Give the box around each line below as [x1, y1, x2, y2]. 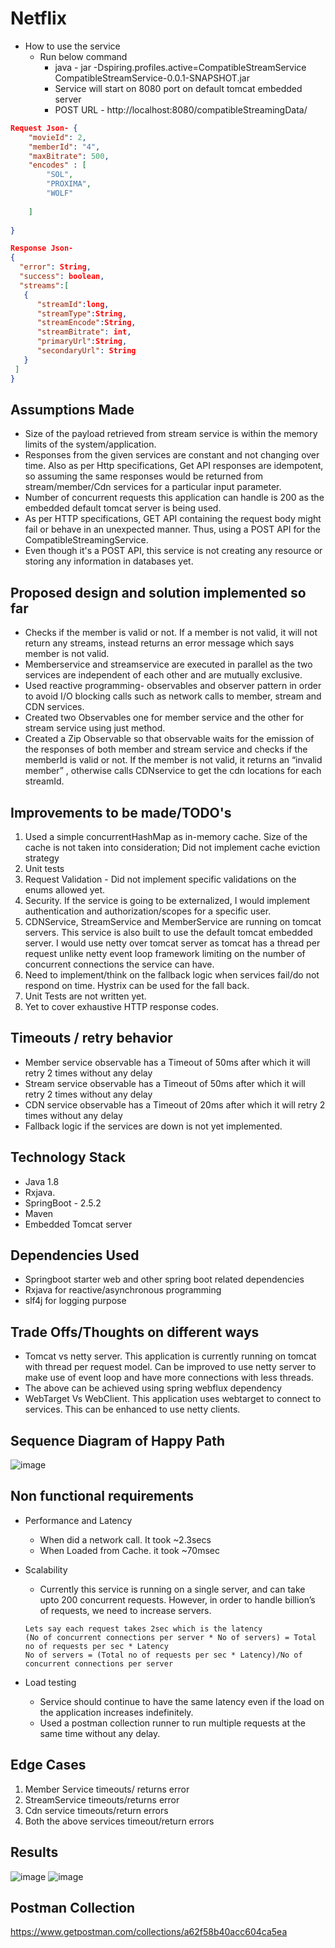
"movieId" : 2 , [28, 132, 87, 142]
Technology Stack [10, 1149, 126, 1166]
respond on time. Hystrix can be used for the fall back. [24, 980, 250, 991]
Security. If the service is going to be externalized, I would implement [24, 895, 311, 906]
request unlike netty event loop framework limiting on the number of [24, 948, 306, 959]
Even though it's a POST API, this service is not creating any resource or [24, 545, 323, 557]
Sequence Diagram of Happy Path [10, 1432, 226, 1449]
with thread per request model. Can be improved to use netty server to [24, 1361, 317, 1373]
